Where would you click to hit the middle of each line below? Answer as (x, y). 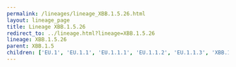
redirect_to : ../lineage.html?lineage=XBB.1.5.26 (81, 33)
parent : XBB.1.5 (30, 46)
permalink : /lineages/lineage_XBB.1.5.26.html (76, 14)
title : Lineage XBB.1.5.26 (46, 27)
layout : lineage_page (38, 20)
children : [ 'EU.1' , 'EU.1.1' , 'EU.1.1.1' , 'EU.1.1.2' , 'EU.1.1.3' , (108, 53)
